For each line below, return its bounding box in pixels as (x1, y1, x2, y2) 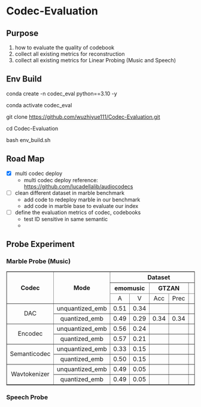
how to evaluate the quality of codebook (14, 44, 115, 51)
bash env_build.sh (6, 136, 51, 143)
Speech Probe (6, 393, 48, 402)
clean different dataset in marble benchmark (14, 189, 124, 196)
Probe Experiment (6, 239, 75, 249)
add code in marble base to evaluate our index (23, 202, 139, 209)
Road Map (6, 154, 45, 164)
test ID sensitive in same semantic (23, 215, 108, 222)
